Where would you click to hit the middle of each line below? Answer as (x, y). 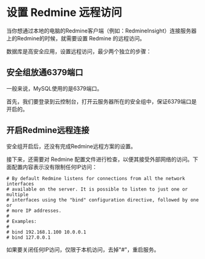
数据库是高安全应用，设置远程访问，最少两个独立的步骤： (79, 51)
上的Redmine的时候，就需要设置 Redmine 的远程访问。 (76, 38)
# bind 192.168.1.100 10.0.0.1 (46, 232)
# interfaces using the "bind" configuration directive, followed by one (103, 200)
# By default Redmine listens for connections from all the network (96, 178)
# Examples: (21, 221)
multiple (17, 194)
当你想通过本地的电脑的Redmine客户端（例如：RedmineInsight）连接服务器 (102, 31)
